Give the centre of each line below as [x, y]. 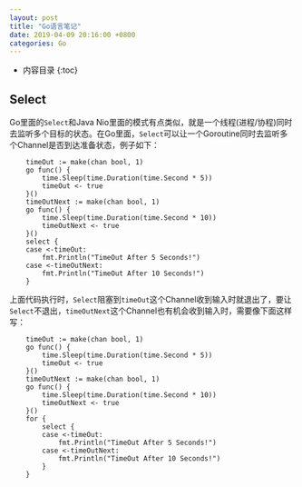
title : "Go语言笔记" [45, 26]
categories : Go [38, 43]
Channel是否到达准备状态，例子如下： [88, 145]
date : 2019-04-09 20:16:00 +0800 [73, 35]
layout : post [34, 18]
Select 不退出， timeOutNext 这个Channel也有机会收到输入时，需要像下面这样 [151, 311]
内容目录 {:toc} [50, 70]
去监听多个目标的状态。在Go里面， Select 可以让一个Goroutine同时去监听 [145, 134]
